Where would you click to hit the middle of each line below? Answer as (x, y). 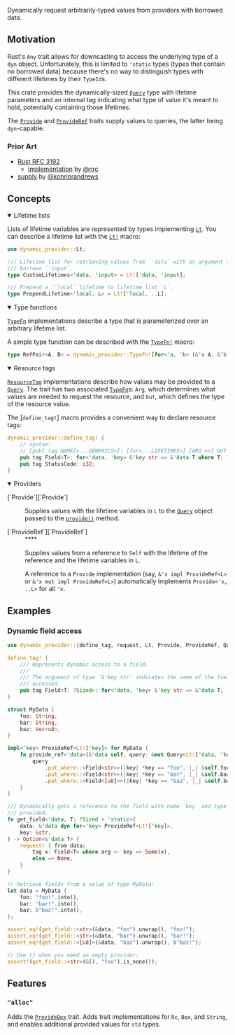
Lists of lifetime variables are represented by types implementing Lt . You (112, 229)
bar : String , (39, 723)
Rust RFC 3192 (38, 162)
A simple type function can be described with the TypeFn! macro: (101, 342)
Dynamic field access (45, 631)
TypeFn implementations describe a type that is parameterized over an (108, 321)
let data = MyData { (37, 891)
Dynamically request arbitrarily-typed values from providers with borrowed (115, 10)
